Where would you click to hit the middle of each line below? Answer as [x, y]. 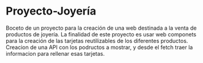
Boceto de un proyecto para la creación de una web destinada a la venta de [101, 28]
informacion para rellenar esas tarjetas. [55, 53]
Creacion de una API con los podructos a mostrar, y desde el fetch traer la [99, 47]
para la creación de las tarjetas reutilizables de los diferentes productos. [97, 41]
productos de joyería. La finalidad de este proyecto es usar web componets [101, 34]
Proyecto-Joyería [51, 11]
